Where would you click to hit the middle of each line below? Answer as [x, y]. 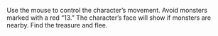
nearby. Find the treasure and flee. [57, 25]
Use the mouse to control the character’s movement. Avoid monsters [107, 10]
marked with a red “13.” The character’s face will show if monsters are [109, 18]
